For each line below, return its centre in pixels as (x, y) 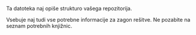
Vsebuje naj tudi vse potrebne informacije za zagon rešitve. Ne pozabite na (98, 20)
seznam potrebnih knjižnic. (39, 26)
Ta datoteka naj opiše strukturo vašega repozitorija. (69, 8)
